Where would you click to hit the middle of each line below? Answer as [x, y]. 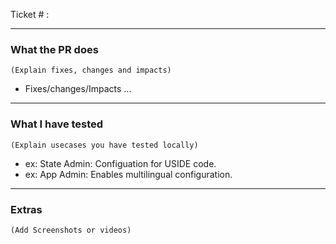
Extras [26, 209]
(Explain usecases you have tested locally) [104, 145]
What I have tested [57, 124]
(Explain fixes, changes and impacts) [91, 70]
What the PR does [54, 49]
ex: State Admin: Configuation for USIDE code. [120, 163]
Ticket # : [30, 14]
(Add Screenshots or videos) [71, 230]
